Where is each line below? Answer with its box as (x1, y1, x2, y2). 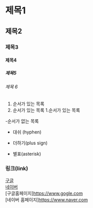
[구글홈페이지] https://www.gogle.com (5, 190, 83, 196)
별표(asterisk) (12, 150, 41, 157)
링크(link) (5, 165, 28, 172)
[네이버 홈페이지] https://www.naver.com (5, 196, 88, 203)
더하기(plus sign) (12, 140, 48, 146)
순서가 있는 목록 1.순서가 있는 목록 (12, 107, 80, 113)
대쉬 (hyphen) (12, 129, 42, 135)
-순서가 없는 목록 (5, 118, 39, 124)
